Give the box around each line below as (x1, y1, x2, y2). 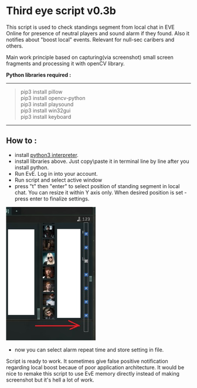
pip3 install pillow (20, 88, 63, 95)
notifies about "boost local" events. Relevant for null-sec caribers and (6, 36, 175, 43)
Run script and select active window (14, 176, 103, 183)
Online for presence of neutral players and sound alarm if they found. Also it (6, 29, 189, 36)
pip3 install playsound (20, 101, 74, 108)
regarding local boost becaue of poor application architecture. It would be (6, 363, 185, 371)
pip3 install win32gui (20, 107, 71, 114)
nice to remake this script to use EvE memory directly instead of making (6, 370, 180, 377)
